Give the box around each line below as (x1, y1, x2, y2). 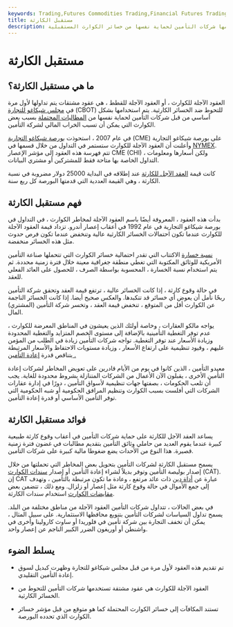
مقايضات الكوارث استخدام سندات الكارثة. (8, 489, 115, 498)
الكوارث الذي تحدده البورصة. (17, 612, 92, 620)
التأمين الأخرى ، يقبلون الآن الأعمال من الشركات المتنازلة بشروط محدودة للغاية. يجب (8, 371, 225, 380)
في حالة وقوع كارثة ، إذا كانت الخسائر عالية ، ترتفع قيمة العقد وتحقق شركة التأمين (8, 286, 217, 294)
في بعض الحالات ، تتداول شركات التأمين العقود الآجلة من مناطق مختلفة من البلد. (8, 503, 214, 511)
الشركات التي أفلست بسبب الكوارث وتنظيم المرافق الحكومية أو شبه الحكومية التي (8, 386, 220, 395)
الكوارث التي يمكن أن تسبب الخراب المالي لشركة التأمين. (8, 120, 156, 129)
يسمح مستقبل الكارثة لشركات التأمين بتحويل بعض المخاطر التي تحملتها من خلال (8, 460, 213, 468)
